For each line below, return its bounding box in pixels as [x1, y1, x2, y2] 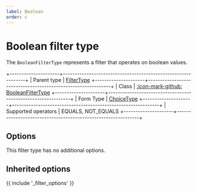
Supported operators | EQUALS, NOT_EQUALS [6, 108, 119, 115]
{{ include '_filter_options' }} [6, 180, 74, 187]
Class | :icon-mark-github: [119, 83, 183, 90]
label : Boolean [6, 8, 44, 15]
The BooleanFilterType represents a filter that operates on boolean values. [6, 59, 188, 66]
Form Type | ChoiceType [78, 95, 138, 102]
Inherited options [6, 164, 71, 174]
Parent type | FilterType [33, 77, 90, 84]
